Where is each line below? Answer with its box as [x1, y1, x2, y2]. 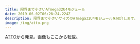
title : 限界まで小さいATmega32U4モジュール [5, 7, 86, 12]
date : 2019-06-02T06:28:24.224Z [5, 11, 70, 16]
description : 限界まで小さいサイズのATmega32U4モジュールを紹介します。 [5, 16, 138, 21]
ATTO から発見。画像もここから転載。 [5, 34, 80, 40]
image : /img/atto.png [5, 20, 49, 25]
